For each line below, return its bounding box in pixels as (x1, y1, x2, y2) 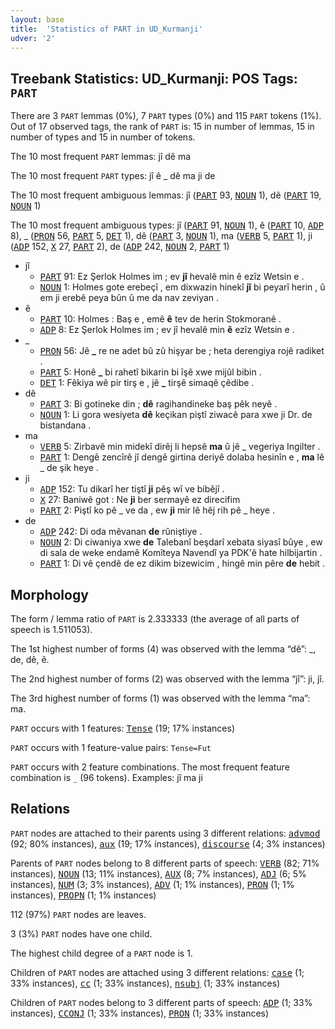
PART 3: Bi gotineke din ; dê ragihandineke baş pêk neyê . (39, 398, 278, 410)
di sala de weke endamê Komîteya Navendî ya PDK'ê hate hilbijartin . (39, 547, 323, 559)
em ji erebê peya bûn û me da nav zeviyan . (39, 292, 220, 304)
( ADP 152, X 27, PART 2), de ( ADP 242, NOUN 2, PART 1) (10, 241, 230, 253)
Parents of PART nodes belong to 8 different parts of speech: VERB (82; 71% (10, 857, 320, 869)
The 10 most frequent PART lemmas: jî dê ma (10, 151, 192, 163)
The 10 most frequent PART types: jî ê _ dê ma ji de (10, 170, 216, 182)
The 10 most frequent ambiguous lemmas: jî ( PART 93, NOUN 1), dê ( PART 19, (10, 189, 322, 201)
